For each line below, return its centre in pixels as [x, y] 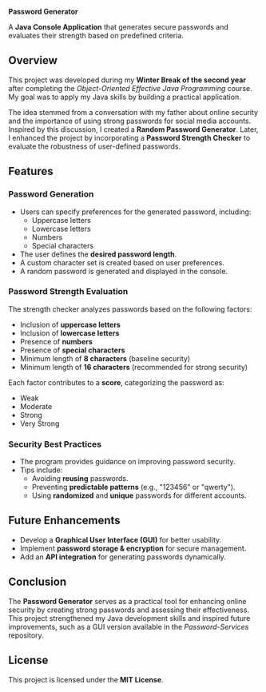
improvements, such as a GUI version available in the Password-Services [129, 626]
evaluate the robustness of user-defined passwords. [95, 146]
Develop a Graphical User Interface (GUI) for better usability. [121, 539]
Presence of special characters [72, 350]
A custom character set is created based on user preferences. [122, 262]
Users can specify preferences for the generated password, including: [135, 212]
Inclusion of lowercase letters [69, 333]
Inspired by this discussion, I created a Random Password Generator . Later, [133, 129]
